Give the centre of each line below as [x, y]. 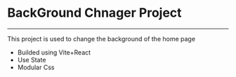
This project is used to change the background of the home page [101, 38]
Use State [32, 59]
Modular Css [36, 67]
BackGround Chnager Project [94, 13]
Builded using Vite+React [54, 52]
